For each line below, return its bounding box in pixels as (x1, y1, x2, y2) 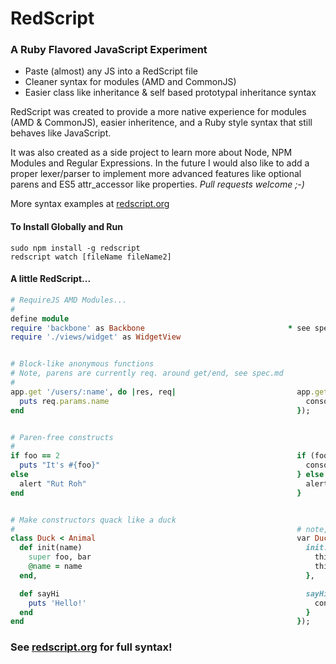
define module (10, 313, 70, 324)
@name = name (28, 562, 83, 572)
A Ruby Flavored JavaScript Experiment (10, 43, 208, 57)
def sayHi (19, 588, 60, 599)
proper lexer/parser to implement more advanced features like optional (10, 168, 302, 180)
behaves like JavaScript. (10, 127, 112, 139)
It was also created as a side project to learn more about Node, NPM (10, 147, 293, 159)
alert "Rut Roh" (19, 478, 87, 489)
